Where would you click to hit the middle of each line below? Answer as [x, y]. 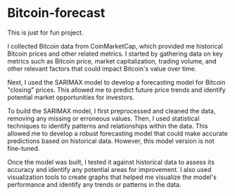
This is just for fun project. [45, 32]
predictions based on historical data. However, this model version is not [111, 141]
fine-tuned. [24, 148]
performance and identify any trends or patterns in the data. [94, 184]
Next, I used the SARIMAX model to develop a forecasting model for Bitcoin [116, 82]
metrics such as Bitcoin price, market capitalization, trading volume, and [112, 61]
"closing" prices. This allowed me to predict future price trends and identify [117, 90]
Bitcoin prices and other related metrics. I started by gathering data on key [115, 54]
